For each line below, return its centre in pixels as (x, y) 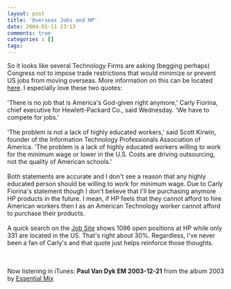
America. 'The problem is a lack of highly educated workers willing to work (114, 147)
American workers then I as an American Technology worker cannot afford (114, 206)
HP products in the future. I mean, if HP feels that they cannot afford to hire (114, 198)
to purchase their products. (46, 213)
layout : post (26, 14)
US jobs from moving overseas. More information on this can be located (110, 80)
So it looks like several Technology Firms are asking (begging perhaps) (109, 66)
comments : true (29, 33)
